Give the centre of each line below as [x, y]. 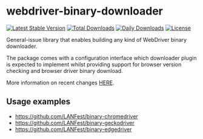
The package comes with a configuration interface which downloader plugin [101, 58]
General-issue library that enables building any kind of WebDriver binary [96, 39]
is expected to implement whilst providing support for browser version [94, 64]
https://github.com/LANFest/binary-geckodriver [75, 123]
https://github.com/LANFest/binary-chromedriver [76, 116]
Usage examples [38, 102]
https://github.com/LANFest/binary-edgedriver [73, 129]
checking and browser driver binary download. [65, 70]
